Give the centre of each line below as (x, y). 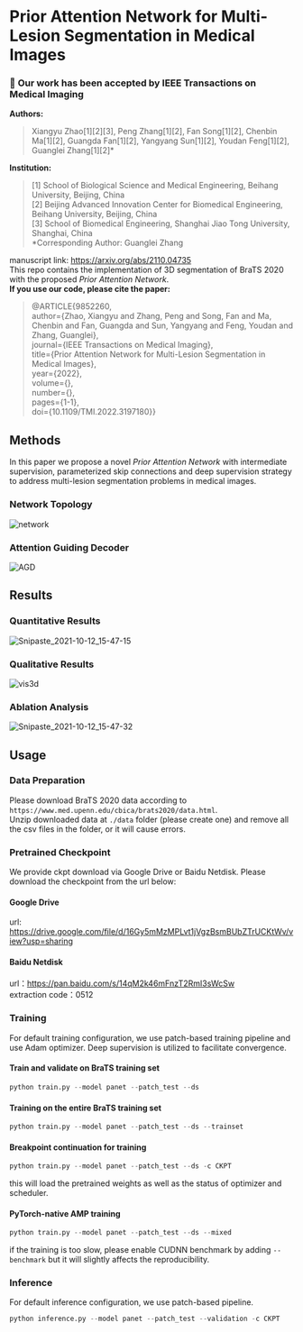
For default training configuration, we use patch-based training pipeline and (150, 1037)
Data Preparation (47, 780)
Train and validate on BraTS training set (85, 1068)
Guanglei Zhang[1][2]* (73, 151)
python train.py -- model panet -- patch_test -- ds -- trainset (127, 1127)
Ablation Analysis (49, 707)
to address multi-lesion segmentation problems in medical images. (133, 481)
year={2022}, (57, 374)
